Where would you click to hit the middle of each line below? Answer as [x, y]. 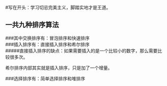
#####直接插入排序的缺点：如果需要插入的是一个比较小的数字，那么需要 [81, 51]
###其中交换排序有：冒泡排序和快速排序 [48, 38]
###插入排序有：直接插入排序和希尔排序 [48, 44]
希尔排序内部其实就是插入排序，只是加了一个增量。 [59, 68]
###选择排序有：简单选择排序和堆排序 [45, 78]
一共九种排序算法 [32, 25]
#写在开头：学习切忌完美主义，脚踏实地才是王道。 [58, 7]
